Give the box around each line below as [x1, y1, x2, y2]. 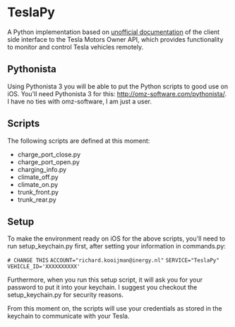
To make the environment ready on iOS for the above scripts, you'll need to [7, 234, 226, 243]
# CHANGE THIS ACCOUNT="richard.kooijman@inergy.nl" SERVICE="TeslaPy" [7, 257, 220, 264]
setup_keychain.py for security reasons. [7, 291, 123, 299]
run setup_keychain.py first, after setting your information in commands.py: [7, 242, 226, 251]
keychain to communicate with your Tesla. [7, 312, 130, 321]
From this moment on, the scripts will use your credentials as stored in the [7, 304, 222, 313]
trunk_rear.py [17, 195, 56, 204]
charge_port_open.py [17, 157, 80, 166]
